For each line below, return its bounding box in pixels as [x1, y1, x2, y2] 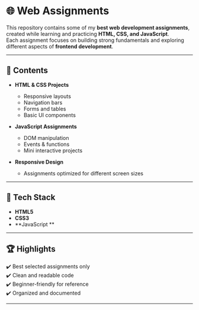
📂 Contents [6, 66, 49, 76]
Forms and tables [23, 105, 66, 112]
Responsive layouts [23, 93, 71, 100]
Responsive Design [14, 158, 64, 165]
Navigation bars [23, 99, 63, 106]
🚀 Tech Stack [6, 192, 56, 203]
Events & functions [23, 141, 70, 148]
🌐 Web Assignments [6, 4, 110, 18]
